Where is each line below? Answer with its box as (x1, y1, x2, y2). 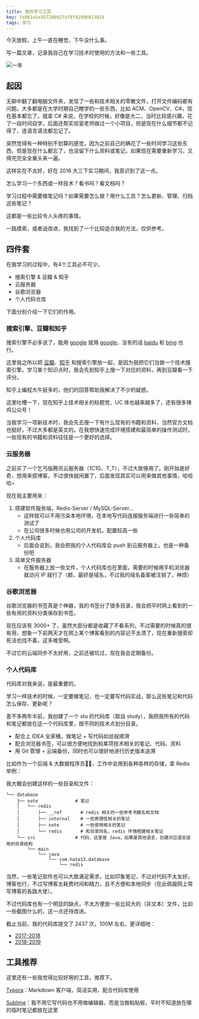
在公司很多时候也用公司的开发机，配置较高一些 (23, 526, 138, 533)
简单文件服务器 (14, 556, 52, 563)
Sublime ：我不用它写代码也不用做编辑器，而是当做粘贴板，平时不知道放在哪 (6, 999, 192, 1006)
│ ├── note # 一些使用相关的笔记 (17, 822, 126, 828)
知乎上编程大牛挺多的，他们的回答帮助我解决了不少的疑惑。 (6, 386, 152, 394)
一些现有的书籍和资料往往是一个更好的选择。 (6, 433, 115, 441)
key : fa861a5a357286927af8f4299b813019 (6, 14, 105, 20)
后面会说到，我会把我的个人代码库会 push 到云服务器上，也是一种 (23, 541, 184, 548)
